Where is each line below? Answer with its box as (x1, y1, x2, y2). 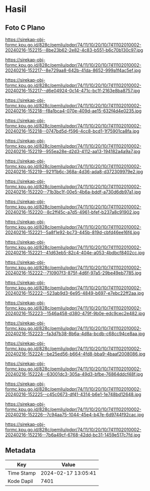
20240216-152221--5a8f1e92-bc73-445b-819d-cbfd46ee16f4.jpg (5, 229, 140, 235)
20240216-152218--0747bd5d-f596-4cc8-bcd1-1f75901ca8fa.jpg (5, 128, 140, 134)
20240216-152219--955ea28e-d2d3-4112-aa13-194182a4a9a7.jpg (5, 149, 141, 154)
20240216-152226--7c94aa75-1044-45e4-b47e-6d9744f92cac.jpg (5, 412, 144, 417)
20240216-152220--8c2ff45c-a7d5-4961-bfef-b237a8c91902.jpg (5, 209, 140, 215)
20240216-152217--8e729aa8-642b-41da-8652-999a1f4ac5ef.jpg (5, 67, 141, 73)
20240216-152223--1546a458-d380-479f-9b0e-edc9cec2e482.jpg (5, 311, 145, 316)
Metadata (5, 446, 36, 455)
